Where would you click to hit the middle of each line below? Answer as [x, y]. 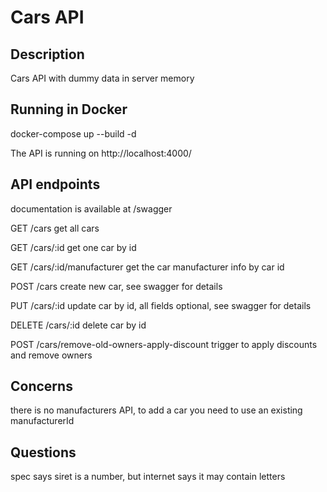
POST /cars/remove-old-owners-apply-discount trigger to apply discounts [164, 344]
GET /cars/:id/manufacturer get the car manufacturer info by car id [147, 267]
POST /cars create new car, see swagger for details [116, 286]
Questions [43, 452]
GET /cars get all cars [55, 228]
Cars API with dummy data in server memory [102, 78]
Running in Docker [69, 109]
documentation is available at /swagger [91, 208]
